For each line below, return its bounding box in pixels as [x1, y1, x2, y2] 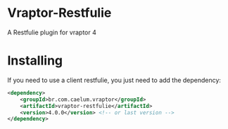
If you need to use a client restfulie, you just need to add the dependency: [7, 76, 222, 84]
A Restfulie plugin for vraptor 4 [7, 28, 96, 36]
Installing [7, 53, 63, 69]
